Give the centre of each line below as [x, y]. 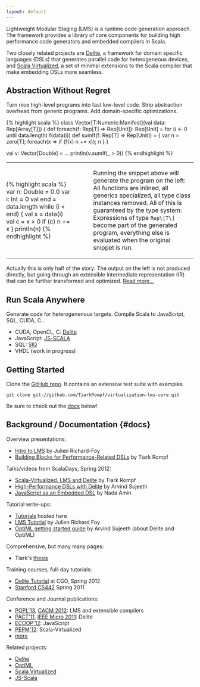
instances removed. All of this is [137, 203]
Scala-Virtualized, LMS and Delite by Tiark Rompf [75, 480]
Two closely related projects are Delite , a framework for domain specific [94, 53]
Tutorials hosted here [41, 515]
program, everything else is [131, 233]
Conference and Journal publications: [52, 599]
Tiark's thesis [31, 558]
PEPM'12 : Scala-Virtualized [48, 629]
